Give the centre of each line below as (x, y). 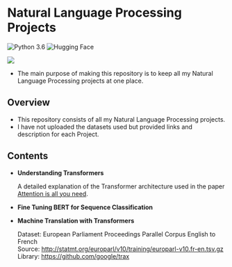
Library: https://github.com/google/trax (73, 256)
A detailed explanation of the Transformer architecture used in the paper (121, 186)
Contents (28, 156)
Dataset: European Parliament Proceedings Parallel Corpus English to (116, 234)
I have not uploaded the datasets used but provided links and (105, 127)
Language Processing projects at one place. (80, 81)
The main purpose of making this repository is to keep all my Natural (115, 73)
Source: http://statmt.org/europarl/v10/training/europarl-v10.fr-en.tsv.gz (120, 249)
